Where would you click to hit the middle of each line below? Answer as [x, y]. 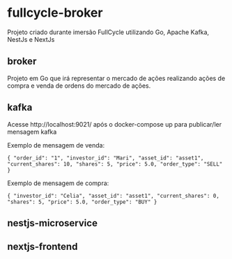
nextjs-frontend [42, 247]
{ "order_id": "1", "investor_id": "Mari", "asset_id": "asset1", [106, 158]
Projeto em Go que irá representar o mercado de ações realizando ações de [116, 78]
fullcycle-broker [55, 13]
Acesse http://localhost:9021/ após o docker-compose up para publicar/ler [114, 124]
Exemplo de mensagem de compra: [58, 183]
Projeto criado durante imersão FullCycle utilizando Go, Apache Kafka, [108, 32]
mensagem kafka [32, 132]
